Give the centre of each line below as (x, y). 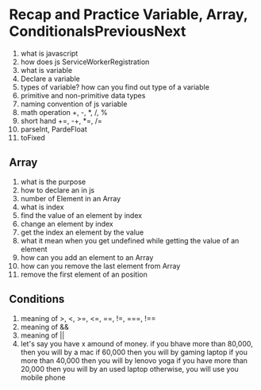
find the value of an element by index (81, 215)
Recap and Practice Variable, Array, (129, 15)
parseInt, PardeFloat (54, 129)
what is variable (46, 70)
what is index (42, 207)
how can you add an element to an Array (87, 257)
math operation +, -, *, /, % (64, 112)
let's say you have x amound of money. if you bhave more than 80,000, (136, 343)
